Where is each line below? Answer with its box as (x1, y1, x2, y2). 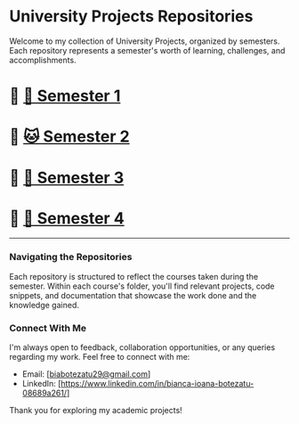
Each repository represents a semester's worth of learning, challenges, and (9, 45, 286, 55)
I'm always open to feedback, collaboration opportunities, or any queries (9, 342, 276, 353)
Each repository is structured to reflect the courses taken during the (9, 271, 259, 281)
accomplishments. (9, 54, 77, 65)
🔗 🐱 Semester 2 (9, 126, 131, 147)
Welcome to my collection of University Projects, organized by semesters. (9, 36, 280, 46)
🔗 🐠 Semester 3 (9, 167, 125, 188)
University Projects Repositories (9, 6, 254, 27)
